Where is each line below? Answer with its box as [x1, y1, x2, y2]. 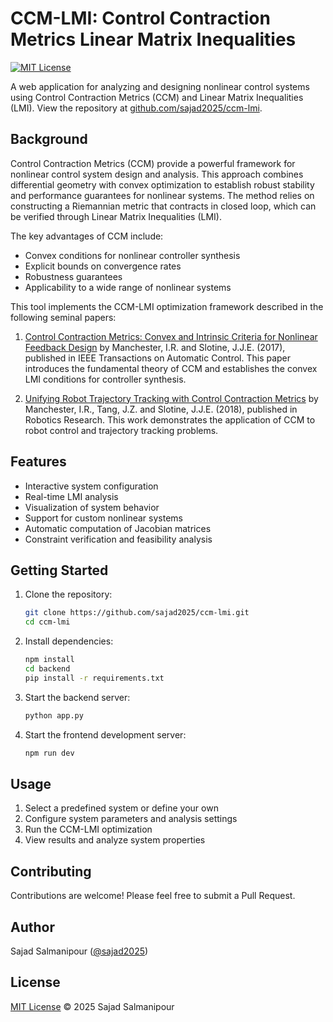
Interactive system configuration [24, 480, 159, 492]
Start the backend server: [24, 691, 131, 703]
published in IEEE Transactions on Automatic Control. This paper [24, 352, 292, 364]
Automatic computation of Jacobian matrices [24, 522, 212, 534]
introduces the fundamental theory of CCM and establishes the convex [24, 362, 318, 374]
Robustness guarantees [24, 270, 123, 282]
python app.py [24, 710, 84, 721]
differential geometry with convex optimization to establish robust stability [10, 178, 315, 191]
